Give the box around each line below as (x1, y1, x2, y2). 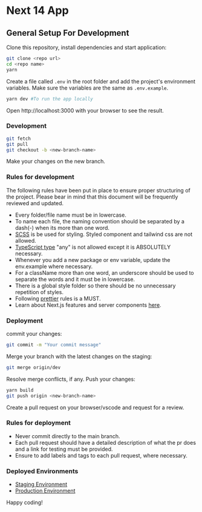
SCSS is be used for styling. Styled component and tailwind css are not (15, 231, 193, 238)
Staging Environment (15, 481, 68, 488)
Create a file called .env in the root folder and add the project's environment (6, 77, 195, 85)
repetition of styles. (15, 288, 64, 295)
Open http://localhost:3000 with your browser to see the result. (6, 107, 165, 114)
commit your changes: (6, 330, 62, 338)
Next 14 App (6, 4, 69, 18)
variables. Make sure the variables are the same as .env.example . (6, 84, 169, 91)
